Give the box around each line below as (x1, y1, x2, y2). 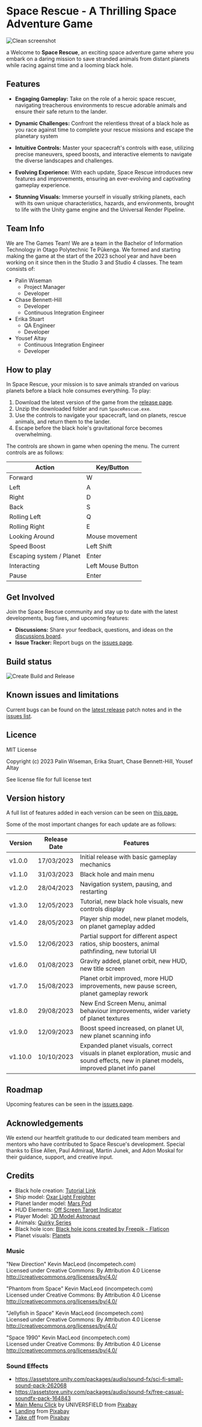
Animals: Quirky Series (14, 1219, 72, 1226)
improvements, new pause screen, (80, 982, 177, 990)
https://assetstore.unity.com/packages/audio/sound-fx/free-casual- (14, 1388, 185, 1396)
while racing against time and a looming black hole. (6, 62, 133, 69)
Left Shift (86, 542, 112, 550)
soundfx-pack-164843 (14, 1395, 71, 1402)
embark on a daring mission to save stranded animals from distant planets (6, 55, 190, 62)
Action (35, 463, 55, 472)
